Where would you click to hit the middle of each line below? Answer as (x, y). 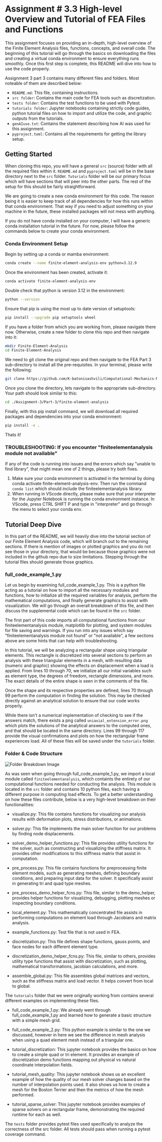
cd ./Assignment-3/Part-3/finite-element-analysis (57, 402)
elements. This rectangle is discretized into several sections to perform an (79, 655)
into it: (11, 337)
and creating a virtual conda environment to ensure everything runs (72, 58)
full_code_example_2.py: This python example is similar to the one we (81, 1030)
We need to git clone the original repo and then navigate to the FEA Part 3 (78, 360)
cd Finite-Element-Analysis (33, 350)
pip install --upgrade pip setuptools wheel (50, 317)
